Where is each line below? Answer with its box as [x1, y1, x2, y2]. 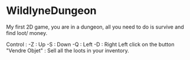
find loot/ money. [6, 29, 48, 36]
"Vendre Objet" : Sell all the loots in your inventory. [6, 47, 129, 54]
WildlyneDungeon [6, 4, 97, 17]
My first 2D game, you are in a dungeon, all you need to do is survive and [6, 23, 184, 30]
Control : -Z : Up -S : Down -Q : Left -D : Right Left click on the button [6, 41, 175, 48]
